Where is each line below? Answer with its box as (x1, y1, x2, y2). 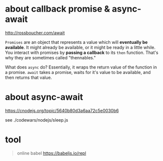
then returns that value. (5, 74, 52, 80)
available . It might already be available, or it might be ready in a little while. (5, 44, 156, 50)
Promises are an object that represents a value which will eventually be (5, 39, 148, 45)
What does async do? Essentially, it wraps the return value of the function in (5, 64, 157, 70)
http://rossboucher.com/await (5, 30, 65, 36)
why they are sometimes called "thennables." (5, 54, 96, 60)
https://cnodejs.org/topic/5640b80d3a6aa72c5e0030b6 (5, 107, 119, 113)
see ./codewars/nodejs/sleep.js (5, 117, 68, 123)
